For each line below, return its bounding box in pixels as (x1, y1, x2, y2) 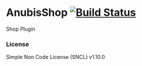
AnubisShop (6, 6, 68, 19)
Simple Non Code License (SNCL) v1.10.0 (6, 54, 106, 61)
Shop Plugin (6, 25, 36, 32)
